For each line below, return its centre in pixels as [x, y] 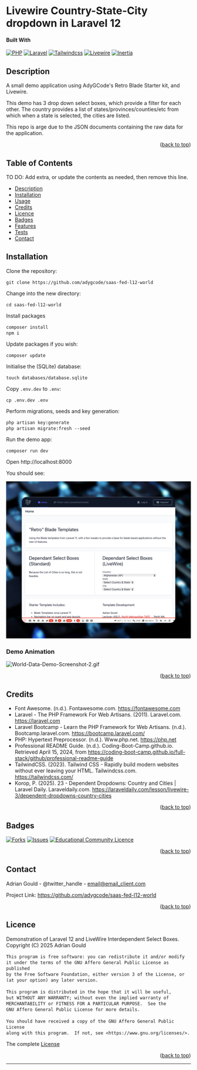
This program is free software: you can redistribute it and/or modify [95, 957]
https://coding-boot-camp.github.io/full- [137, 752]
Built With [18, 40]
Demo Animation [30, 652]
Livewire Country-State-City [77, 11]
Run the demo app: [29, 439]
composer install [27, 327]
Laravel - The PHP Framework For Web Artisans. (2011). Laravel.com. [98, 715]
